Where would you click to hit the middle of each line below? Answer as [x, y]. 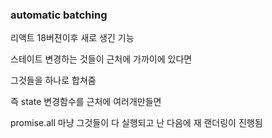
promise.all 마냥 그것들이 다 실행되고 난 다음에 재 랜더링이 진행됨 [136, 123]
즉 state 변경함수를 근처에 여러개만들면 [86, 102]
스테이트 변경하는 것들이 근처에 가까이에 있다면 [101, 59]
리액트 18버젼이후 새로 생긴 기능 [72, 38]
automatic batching [59, 15]
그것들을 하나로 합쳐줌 [53, 80]
